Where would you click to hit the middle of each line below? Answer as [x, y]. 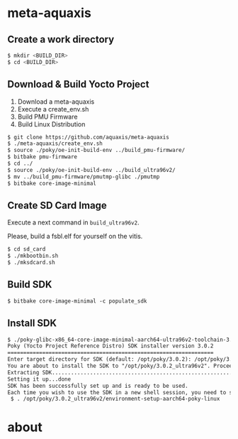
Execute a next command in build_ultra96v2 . [73, 222]
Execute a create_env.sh [53, 109]
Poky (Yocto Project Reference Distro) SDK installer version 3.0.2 [110, 346]
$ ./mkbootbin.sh [33, 256]
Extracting [23, 372]
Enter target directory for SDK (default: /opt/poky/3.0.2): [100, 359]
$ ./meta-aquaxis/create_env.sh [55, 143]
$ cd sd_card [27, 249]
